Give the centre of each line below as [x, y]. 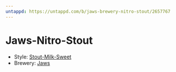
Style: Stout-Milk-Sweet [42, 57]
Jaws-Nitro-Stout [49, 40]
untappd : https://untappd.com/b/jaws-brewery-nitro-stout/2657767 [88, 11]
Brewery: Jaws [32, 63]
